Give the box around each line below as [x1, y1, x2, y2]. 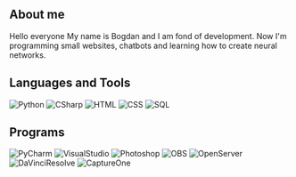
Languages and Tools [9, 76, 131, 91]
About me [9, 7, 65, 22]
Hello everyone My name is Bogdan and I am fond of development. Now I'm [9, 30, 287, 41]
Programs [9, 125, 65, 141]
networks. [9, 49, 46, 60]
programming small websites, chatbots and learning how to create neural [9, 40, 278, 51]
